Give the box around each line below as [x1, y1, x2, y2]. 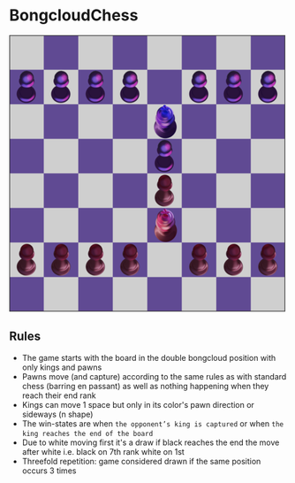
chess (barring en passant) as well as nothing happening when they [21, 380, 269, 391]
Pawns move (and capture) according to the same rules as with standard [21, 371, 287, 381]
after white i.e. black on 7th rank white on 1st [21, 446, 185, 456]
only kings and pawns [21, 362, 102, 372]
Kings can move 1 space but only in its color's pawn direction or [21, 399, 254, 410]
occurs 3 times [21, 465, 77, 476]
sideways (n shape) [21, 409, 94, 419]
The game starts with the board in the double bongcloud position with [21, 352, 276, 363]
